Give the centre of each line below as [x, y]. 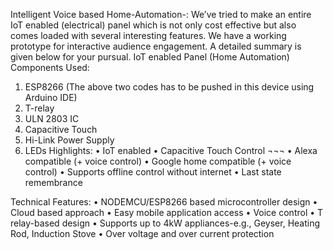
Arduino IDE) [51, 97]
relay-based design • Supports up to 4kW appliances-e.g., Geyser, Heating [165, 223]
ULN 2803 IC [52, 118]
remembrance [53, 182]
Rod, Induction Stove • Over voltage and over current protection [142, 233]
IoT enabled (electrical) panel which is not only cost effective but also [153, 25]
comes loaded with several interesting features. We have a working [148, 35]
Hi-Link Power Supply [69, 140]
